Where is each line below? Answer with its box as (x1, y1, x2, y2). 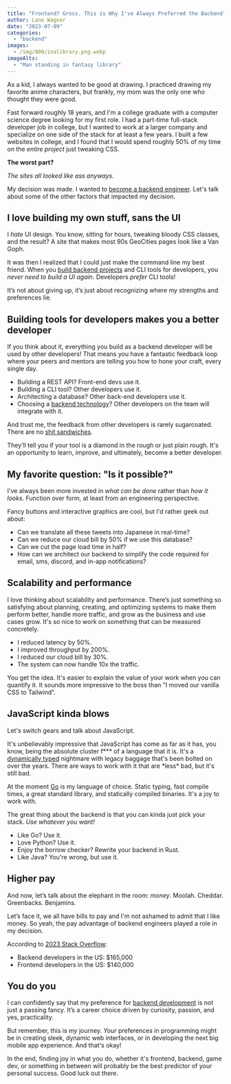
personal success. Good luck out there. (7, 1069, 119, 1078)
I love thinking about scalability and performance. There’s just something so (7, 595, 221, 603)
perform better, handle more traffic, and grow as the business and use (7, 610, 206, 618)
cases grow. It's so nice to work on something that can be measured (7, 617, 201, 625)
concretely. (7, 625, 39, 633)
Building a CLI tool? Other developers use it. (16, 385, 142, 393)
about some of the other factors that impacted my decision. (7, 192, 176, 200)
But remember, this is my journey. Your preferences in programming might (7, 1027, 217, 1035)
